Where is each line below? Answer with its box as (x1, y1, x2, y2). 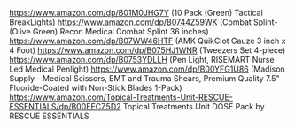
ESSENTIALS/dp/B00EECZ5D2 (9, 102, 121, 111)
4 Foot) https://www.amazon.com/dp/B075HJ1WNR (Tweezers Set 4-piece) (9, 45, 286, 56)
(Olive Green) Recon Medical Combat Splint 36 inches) (9, 26, 210, 36)
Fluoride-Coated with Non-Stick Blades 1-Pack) (9, 83, 183, 93)
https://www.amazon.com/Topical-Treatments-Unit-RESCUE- (9, 92, 233, 102)
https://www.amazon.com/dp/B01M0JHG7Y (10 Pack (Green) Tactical (9, 8, 263, 18)
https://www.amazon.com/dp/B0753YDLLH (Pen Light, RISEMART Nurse (9, 55, 275, 64)
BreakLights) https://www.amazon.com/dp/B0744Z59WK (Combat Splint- (9, 17, 278, 27)
